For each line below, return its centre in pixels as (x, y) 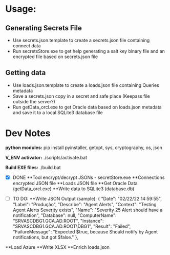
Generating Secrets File (44, 28)
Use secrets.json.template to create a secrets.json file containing (81, 40)
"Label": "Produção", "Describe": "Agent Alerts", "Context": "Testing (85, 204)
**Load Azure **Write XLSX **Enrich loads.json (58, 247)
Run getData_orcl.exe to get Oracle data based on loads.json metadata (87, 107)
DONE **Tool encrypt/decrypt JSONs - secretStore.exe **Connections (89, 177)
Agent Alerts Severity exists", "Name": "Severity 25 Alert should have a (88, 210)
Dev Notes (28, 133)
